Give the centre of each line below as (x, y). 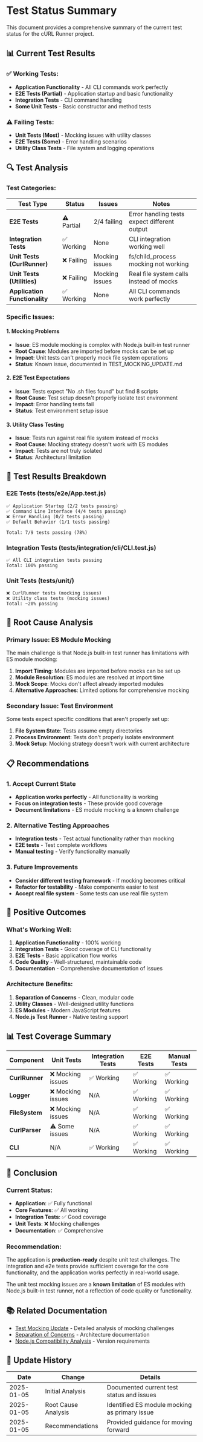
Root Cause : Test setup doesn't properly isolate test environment (96, 398)
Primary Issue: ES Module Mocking (59, 639)
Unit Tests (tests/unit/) (40, 581)
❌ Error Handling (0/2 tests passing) (55, 516)
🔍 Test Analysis (37, 168)
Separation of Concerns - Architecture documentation (82, 1335)
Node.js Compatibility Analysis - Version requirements (82, 1341)
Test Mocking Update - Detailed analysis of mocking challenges (95, 1328)
